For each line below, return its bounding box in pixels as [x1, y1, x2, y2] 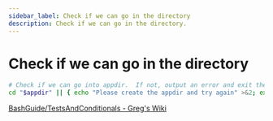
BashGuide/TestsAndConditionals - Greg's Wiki [8, 103, 167, 114]
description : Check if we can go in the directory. [8, 19, 187, 28]
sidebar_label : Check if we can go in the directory [8, 11, 191, 20]
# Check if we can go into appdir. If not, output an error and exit [8, 81, 253, 89]
